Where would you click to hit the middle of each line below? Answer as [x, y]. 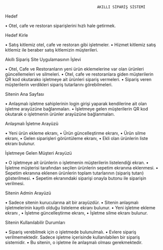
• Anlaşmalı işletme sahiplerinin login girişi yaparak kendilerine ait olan [76, 104]
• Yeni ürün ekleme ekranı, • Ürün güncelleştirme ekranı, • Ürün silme [75, 133]
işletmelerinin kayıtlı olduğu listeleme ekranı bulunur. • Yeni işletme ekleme [80, 208]
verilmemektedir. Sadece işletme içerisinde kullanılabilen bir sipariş [73, 237]
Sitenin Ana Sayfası [24, 94]
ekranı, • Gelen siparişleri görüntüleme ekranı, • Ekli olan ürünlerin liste [77, 138]
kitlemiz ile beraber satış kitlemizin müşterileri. [52, 50]
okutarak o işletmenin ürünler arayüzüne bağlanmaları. [60, 114]
